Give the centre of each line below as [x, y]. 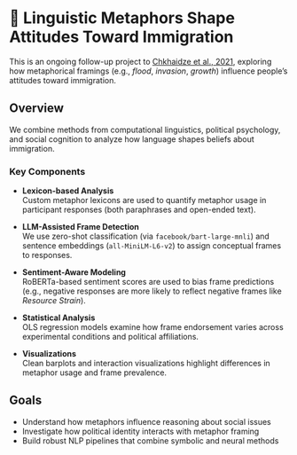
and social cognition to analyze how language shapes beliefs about [132, 139]
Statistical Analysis [59, 318]
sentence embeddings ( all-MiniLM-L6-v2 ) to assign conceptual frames [152, 246]
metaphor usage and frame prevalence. [94, 373]
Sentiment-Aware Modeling [74, 272]
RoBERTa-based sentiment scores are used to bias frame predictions [148, 282]
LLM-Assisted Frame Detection [81, 227]
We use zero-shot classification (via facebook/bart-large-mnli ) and [146, 236]
